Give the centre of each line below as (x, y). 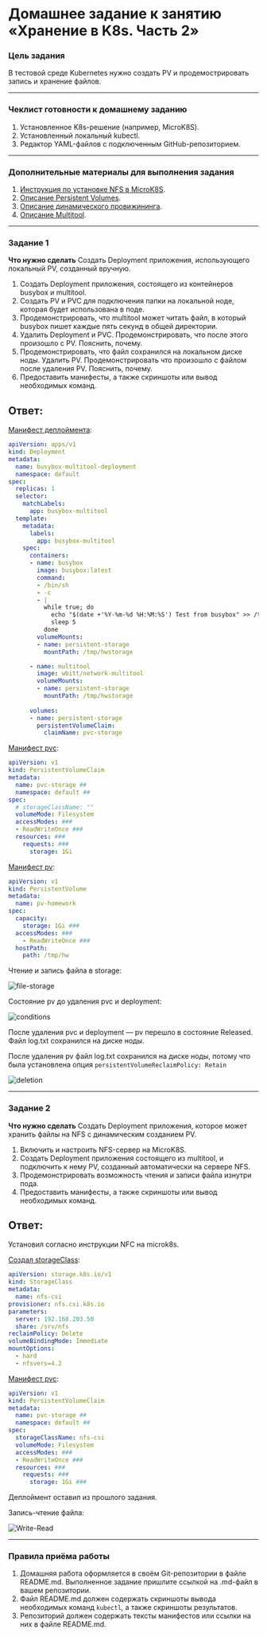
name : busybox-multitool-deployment (76, 467)
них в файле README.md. (63, 1624)
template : (31, 519)
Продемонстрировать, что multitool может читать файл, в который (133, 318)
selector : (31, 496)
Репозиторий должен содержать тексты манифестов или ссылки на (135, 1616)
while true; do (68, 607)
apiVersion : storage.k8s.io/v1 (60, 1275)
